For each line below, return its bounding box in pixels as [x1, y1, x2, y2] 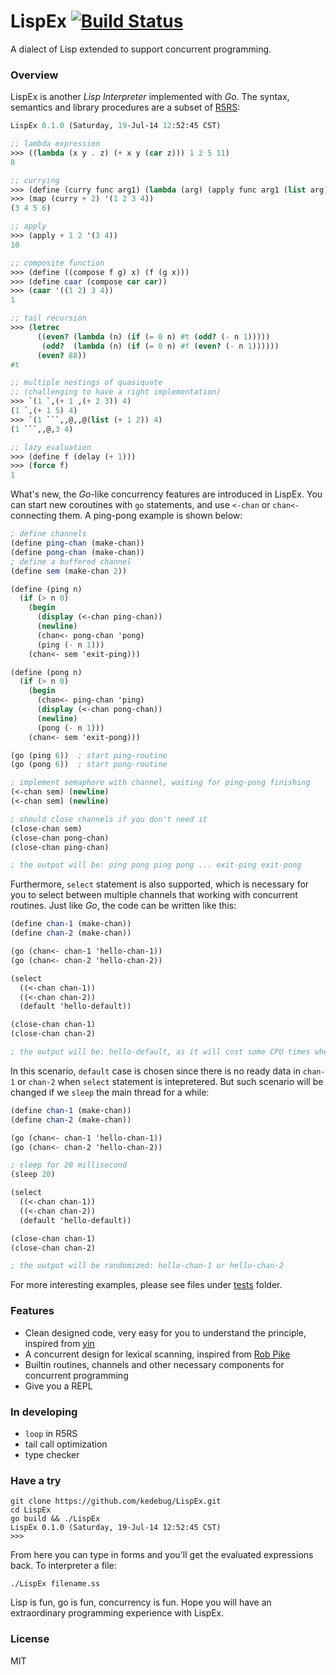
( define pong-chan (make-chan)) [10, 547, 145, 557]
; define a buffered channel [10, 556, 132, 567]
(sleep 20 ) [10, 1170, 56, 1180]
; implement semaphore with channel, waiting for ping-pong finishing [10, 778, 311, 788]
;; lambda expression [10, 139, 101, 149]
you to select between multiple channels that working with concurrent [10, 889, 298, 901]
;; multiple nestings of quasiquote [10, 378, 163, 388]
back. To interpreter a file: [10, 1560, 117, 1572]
